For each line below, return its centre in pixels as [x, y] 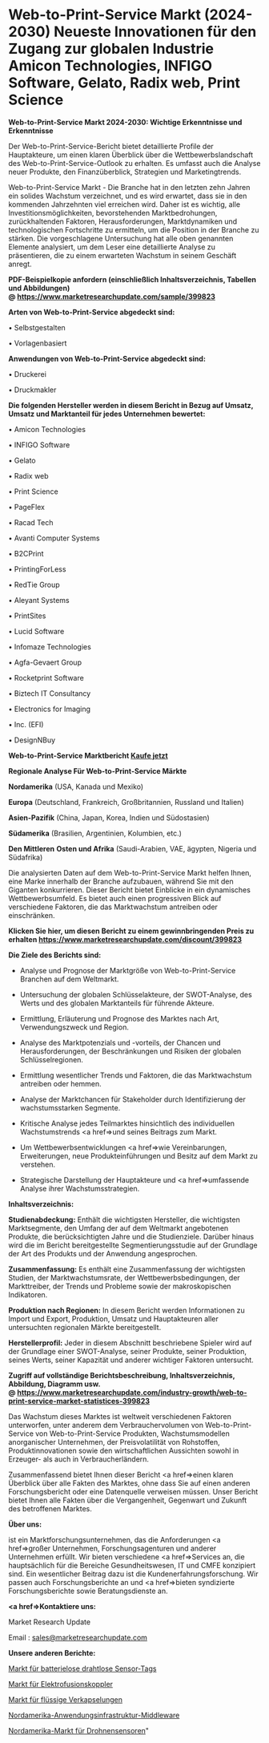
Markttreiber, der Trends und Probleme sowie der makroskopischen [120, 1286]
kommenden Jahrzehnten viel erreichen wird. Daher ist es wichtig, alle [124, 204]
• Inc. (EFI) [26, 724]
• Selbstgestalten [37, 327]
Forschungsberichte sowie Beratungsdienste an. [88, 1591]
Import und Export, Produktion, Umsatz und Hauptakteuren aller [113, 1318]
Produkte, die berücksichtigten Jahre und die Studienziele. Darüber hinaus [131, 1236]
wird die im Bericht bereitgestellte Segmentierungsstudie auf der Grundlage [133, 1245]
